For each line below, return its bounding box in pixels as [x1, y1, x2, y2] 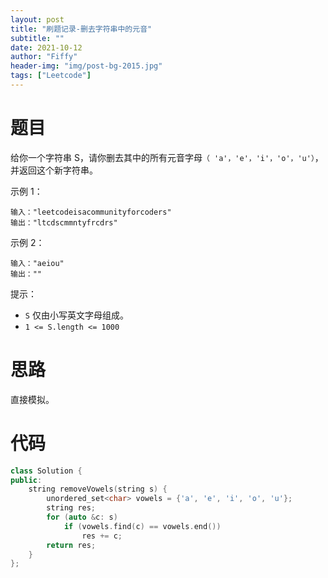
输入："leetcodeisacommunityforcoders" [10, 207, 172, 217]
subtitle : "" [10, 33, 65, 43]
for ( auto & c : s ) [46, 512, 118, 523]
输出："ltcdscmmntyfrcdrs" [10, 217, 118, 228]
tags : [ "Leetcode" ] [10, 71, 92, 81]
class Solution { [10, 466, 83, 476]
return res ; [46, 540, 97, 550]
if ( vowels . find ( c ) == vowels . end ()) [63, 521, 222, 531]
